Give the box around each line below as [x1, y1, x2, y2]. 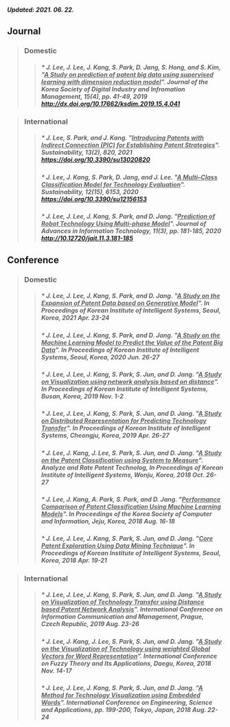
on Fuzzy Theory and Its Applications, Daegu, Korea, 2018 [41, 659, 211, 667]
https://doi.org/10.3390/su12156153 [41, 194, 148, 203]
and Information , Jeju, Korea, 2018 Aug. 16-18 [41, 517, 175, 525]
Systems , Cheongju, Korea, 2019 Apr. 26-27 [41, 432, 170, 440]
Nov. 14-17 [41, 667, 72, 675]
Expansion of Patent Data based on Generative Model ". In [41, 299, 210, 307]
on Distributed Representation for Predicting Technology [41, 416, 207, 425]
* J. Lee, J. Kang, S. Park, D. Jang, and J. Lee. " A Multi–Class [41, 172, 218, 181]
